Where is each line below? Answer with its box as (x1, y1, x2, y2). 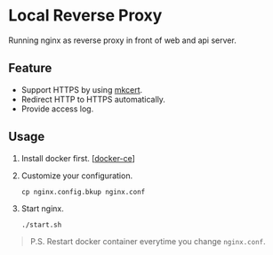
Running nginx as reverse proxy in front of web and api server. (8, 35, 237, 45)
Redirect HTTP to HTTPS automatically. (20, 94, 166, 104)
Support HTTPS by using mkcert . (20, 84, 143, 95)
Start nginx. (20, 202, 64, 214)
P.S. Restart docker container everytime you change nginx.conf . (29, 235, 266, 246)
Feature (8, 61, 52, 76)
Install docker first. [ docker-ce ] (20, 152, 135, 163)
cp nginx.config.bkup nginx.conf (20, 187, 146, 196)
